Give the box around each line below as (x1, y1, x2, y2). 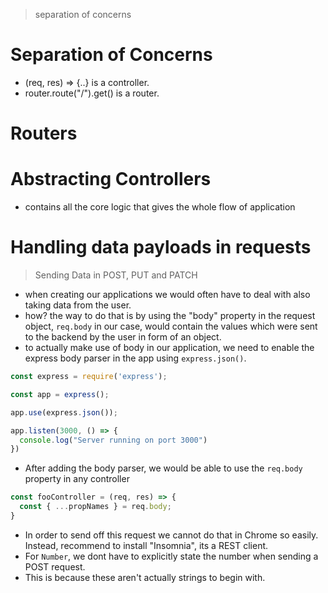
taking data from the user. (24, 299, 132, 311)
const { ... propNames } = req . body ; (19, 502, 172, 512)
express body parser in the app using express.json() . (24, 352, 247, 364)
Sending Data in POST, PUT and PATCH (34, 269, 198, 281)
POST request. (24, 560, 86, 573)
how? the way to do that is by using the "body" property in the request (24, 310, 316, 321)
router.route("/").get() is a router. (24, 87, 160, 99)
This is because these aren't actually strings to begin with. (24, 571, 266, 583)
